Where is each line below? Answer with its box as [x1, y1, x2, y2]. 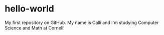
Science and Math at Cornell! [5, 24, 65, 30]
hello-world [5, 3, 55, 14]
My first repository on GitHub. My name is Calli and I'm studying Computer [5, 19, 159, 25]
